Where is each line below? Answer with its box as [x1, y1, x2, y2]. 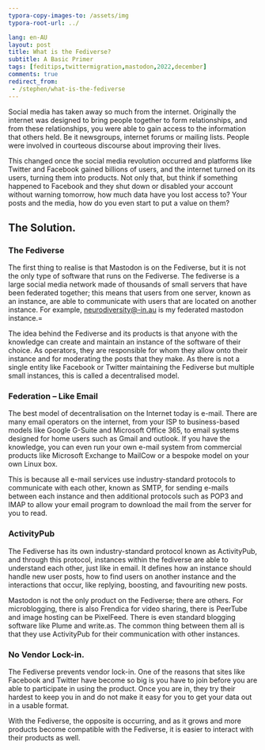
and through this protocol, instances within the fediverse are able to [8, 555, 229, 564]
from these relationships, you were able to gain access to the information [8, 124, 247, 133]
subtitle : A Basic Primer [8, 56, 93, 63]
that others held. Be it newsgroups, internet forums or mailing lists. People [8, 132, 250, 141]
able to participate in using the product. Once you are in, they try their [8, 684, 236, 694]
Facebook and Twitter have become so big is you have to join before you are [8, 675, 258, 685]
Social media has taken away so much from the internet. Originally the [8, 106, 237, 116]
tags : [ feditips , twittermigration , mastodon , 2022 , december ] [8, 63, 207, 71]
